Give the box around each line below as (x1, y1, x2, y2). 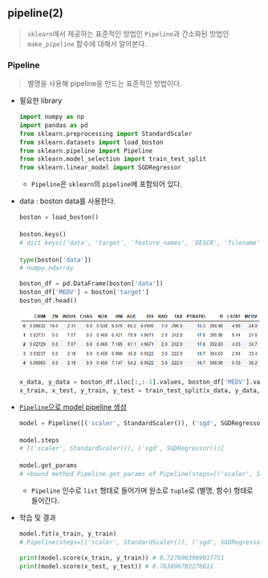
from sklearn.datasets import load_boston (18, 138, 164, 146)
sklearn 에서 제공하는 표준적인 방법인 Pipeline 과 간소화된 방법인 (26, 28, 229, 39)
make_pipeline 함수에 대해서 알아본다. (26, 39, 148, 48)
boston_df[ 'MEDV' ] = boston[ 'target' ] (18, 289, 149, 297)
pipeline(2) (7, 6, 63, 20)
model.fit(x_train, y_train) (18, 530, 117, 538)
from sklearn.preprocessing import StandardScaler (18, 129, 193, 137)
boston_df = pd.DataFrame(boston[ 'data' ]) (18, 280, 164, 288)
